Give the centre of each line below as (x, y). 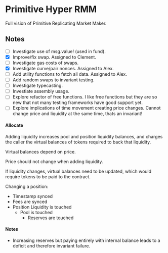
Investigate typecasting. (38, 86)
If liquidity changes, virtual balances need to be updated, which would (78, 171)
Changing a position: (27, 186)
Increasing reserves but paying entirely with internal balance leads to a (86, 240)
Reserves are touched (51, 218)
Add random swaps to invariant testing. (53, 80)
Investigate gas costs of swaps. (46, 63)
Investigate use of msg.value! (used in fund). (59, 51)
